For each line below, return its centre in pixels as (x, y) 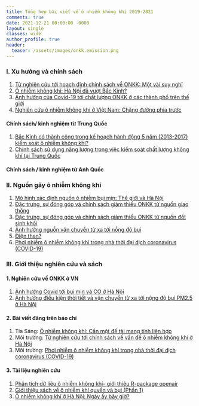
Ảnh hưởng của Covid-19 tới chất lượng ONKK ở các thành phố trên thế (102, 97)
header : (16, 45)
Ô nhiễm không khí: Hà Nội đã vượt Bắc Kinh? (71, 91)
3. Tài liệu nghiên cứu (33, 370)
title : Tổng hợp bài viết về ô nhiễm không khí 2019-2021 (80, 12)
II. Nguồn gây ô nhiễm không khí (54, 184)
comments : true (25, 17)
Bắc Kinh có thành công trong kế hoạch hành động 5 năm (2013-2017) (101, 137)
